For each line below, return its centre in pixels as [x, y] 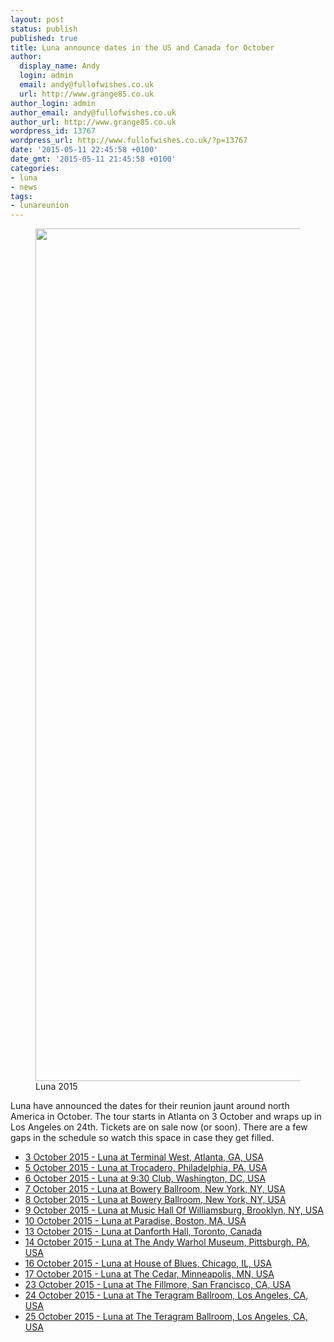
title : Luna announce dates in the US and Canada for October [142, 47]
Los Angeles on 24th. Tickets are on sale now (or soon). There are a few [159, 1127]
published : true [44, 38]
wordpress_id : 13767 [53, 131]
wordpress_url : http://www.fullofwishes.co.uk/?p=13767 [129, 141]
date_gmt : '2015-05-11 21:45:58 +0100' [93, 159]
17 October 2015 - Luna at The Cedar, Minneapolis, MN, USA [149, 1274]
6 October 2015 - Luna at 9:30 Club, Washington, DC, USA [145, 1178]
